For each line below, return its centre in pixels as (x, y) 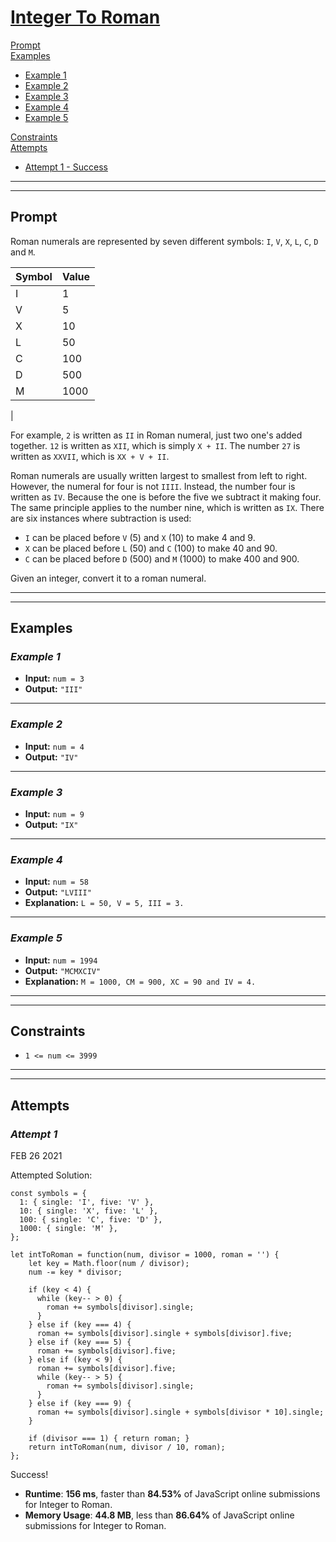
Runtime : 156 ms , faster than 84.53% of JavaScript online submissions (172, 1494)
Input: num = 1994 (61, 960)
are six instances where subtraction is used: (101, 518)
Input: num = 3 (54, 678)
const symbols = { (48, 1194)
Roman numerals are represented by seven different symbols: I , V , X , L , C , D (164, 241)
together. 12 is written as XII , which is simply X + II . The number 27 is (155, 445)
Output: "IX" (51, 825)
